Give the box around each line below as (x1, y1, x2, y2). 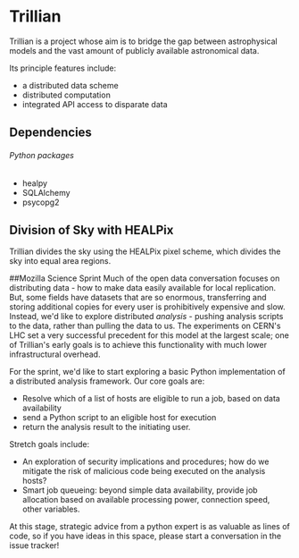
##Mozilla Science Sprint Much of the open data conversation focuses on (9, 273, 280, 283)
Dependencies (9, 125, 92, 140)
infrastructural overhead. (9, 349, 101, 359)
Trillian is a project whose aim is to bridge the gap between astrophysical (9, 36, 278, 46)
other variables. (21, 503, 80, 515)
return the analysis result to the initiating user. (21, 422, 191, 433)
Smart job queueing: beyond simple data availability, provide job (21, 485, 258, 495)
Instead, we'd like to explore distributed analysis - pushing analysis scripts (9, 311, 284, 322)
